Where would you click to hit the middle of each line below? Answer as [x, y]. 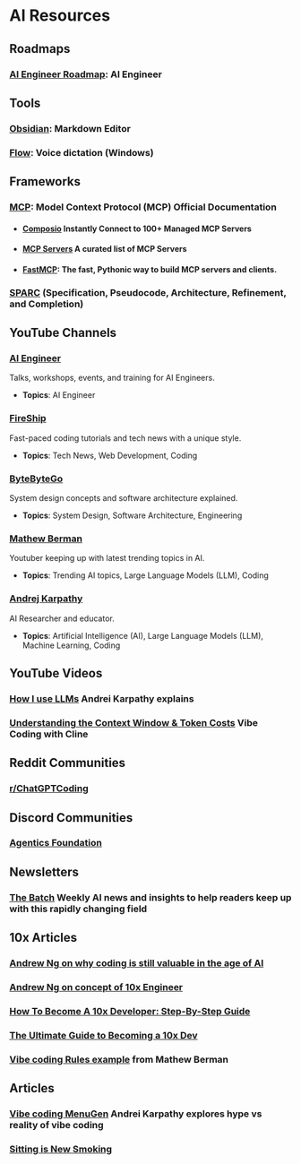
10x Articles [43, 938]
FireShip [28, 418]
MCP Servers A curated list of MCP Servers [104, 249]
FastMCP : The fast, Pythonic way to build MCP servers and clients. [150, 269]
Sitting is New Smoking [61, 1150]
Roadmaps [40, 49]
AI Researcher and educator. [62, 618]
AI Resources [60, 16]
